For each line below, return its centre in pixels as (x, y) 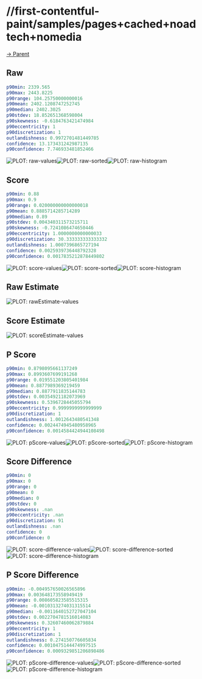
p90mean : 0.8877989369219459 (43, 385)
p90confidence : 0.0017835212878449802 (55, 256)
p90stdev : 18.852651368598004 (45, 116)
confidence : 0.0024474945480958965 (51, 425)
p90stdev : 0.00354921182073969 (46, 397)
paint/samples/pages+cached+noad (101, 24)
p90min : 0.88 (23, 194)
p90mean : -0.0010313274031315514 (49, 606)
